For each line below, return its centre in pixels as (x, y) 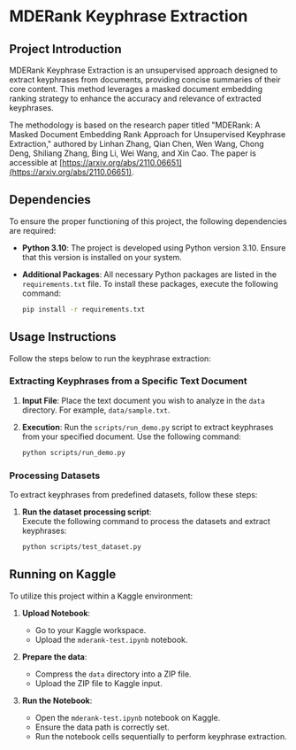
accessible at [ (36, 162)
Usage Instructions (63, 337)
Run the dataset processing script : (87, 512)
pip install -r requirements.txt (83, 309)
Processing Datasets (55, 476)
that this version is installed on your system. (102, 257)
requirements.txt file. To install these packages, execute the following (150, 283)
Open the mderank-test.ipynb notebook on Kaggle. (128, 717)
